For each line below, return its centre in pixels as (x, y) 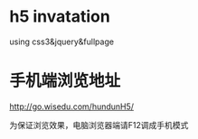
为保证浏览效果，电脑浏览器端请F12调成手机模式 (99, 125)
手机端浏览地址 (65, 81)
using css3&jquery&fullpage (62, 42)
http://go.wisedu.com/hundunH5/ (71, 107)
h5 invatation (60, 17)
